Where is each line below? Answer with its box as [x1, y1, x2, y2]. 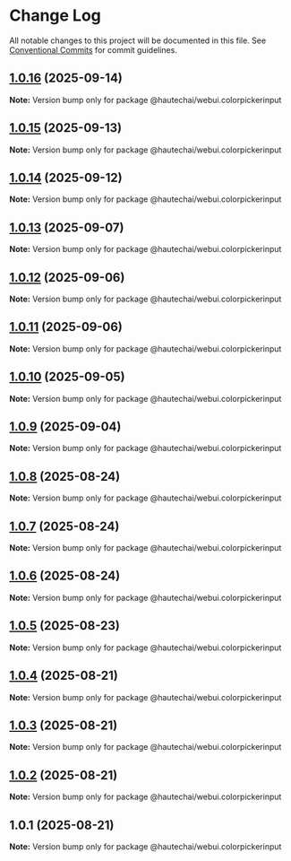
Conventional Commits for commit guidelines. [9, 44, 177, 55]
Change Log [9, 5, 101, 26]
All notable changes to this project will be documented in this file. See [9, 35, 267, 46]
